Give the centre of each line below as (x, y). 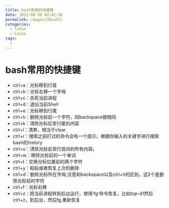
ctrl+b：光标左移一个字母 (39, 91)
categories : (18, 24)
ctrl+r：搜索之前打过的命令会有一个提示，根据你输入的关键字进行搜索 (86, 136)
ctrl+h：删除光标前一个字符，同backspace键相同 (64, 117)
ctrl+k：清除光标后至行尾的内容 (46, 123)
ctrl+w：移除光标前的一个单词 (44, 155)
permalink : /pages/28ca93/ (34, 19)
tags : (11, 39)
